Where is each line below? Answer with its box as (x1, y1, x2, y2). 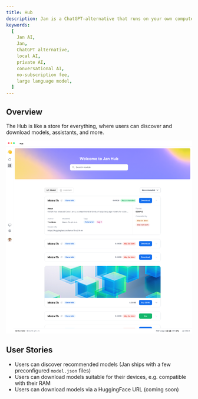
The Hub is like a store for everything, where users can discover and (6, 122, 173, 129)
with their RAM (14, 380, 51, 387)
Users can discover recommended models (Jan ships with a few (14, 361, 171, 368)
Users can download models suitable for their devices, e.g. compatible (14, 373, 187, 380)
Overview (6, 107, 43, 117)
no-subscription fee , (16, 71, 70, 78)
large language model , (16, 78, 72, 84)
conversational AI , (16, 66, 65, 71)
